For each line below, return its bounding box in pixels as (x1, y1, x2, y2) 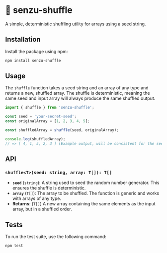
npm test (5, 243, 23, 249)
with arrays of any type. (12, 195, 61, 201)
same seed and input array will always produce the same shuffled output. (5, 95, 156, 101)
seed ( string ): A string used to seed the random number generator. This (12, 180, 160, 186)
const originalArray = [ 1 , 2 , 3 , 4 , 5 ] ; (5, 119, 90, 124)
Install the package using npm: (5, 48, 68, 54)
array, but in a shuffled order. (12, 206, 72, 212)
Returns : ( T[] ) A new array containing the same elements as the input (12, 201, 156, 207)
